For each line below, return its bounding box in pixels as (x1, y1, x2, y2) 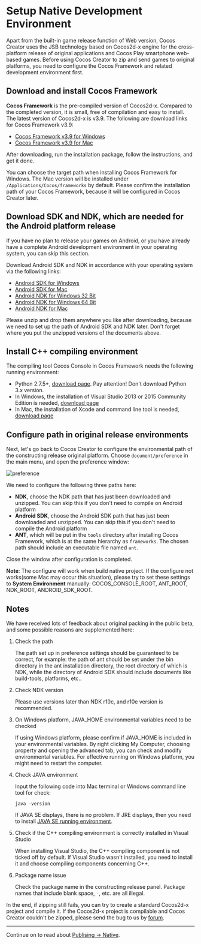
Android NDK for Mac (14, 305, 68, 312)
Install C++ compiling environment (6, 346, 139, 356)
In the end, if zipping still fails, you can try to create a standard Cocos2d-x (6, 901, 189, 908)
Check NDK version (14, 687, 64, 693)
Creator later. (6, 194, 39, 202)
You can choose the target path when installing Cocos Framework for (6, 169, 178, 176)
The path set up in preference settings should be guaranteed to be (14, 650, 179, 656)
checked (14, 723, 37, 729)
